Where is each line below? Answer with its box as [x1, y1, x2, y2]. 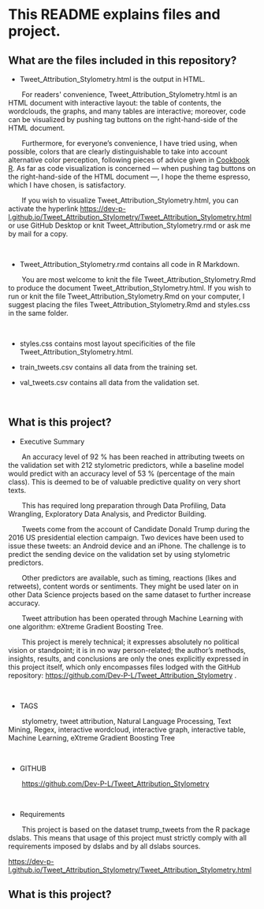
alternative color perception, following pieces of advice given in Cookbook [8, 155, 250, 165]
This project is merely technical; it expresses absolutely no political [21, 636, 240, 647]
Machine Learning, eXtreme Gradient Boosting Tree [8, 733, 176, 742]
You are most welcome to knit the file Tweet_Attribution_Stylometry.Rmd [21, 275, 256, 284]
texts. [8, 485, 27, 495]
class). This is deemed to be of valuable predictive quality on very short [8, 477, 241, 486]
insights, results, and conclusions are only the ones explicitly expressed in [8, 654, 249, 663]
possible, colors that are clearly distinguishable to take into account [8, 147, 228, 156]
